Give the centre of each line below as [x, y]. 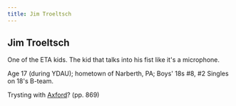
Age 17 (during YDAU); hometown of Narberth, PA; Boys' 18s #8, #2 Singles [118, 74]
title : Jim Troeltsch [40, 14]
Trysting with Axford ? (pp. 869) [53, 95]
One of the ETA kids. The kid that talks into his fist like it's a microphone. [113, 60]
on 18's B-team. [30, 81]
